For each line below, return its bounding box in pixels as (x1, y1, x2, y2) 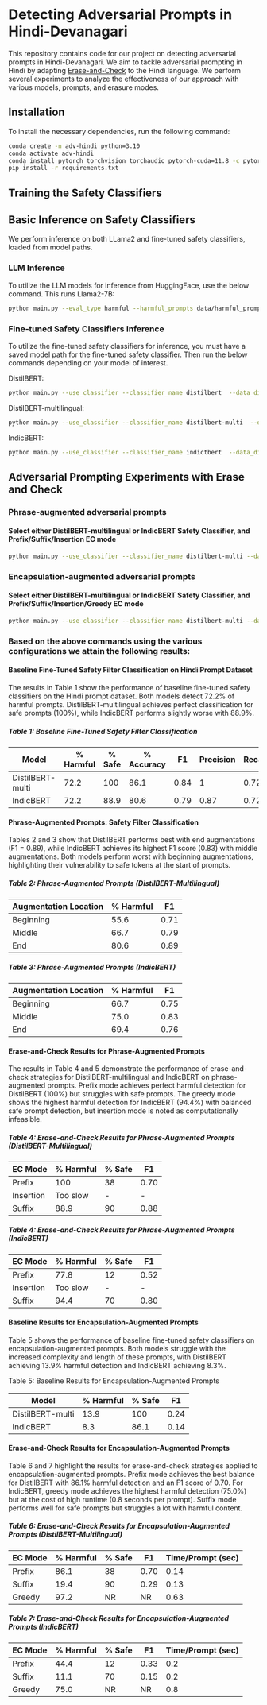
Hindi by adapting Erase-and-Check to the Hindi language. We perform (8, 65, 241, 75)
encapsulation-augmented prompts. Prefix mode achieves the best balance (8, 1469, 256, 1479)
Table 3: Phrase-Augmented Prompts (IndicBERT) (8, 962, 176, 972)
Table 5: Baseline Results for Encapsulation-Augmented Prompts (8, 1376, 220, 1386)
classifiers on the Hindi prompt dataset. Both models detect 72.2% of (8, 691, 235, 701)
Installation (8, 106, 65, 119)
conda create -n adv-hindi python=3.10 (8, 141, 141, 150)
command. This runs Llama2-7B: (8, 288, 115, 299)
